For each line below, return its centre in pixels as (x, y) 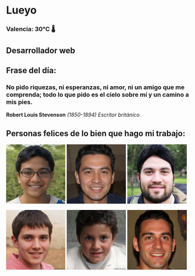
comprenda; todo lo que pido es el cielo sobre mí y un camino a (97, 94)
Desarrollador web (41, 50)
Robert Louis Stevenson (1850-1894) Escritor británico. (74, 115)
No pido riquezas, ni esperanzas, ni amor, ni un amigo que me (95, 87)
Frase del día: (31, 70)
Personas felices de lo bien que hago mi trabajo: (96, 133)
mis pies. (19, 102)
